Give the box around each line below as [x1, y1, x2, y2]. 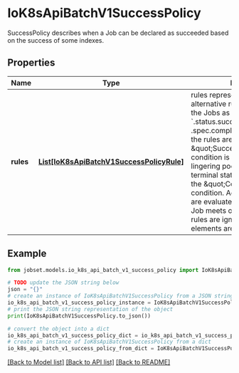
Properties [7, 57, 55, 69]
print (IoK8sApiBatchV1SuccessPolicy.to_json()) [7, 312, 152, 320]
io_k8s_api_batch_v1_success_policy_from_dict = [7, 345, 154, 352]
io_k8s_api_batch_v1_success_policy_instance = [7, 299, 152, 307]
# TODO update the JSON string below [7, 279, 119, 286]
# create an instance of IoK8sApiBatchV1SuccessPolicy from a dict [7, 338, 212, 346]
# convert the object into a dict [7, 325, 110, 332]
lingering [191, 161, 221, 171]
